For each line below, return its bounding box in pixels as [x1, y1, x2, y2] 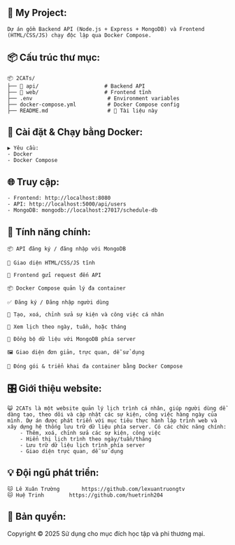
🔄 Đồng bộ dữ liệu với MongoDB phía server [7, 336, 136, 343]
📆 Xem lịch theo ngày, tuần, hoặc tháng [7, 323, 127, 330]
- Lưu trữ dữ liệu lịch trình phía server [20, 441, 145, 449]
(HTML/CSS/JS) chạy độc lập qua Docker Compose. [7, 32, 152, 39]
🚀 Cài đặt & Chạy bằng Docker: [7, 126, 143, 138]
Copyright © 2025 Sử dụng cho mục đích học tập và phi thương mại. [7, 529, 205, 537]
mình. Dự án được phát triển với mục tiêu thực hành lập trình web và [7, 417, 218, 424]
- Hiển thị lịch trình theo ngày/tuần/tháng [20, 436, 152, 443]
